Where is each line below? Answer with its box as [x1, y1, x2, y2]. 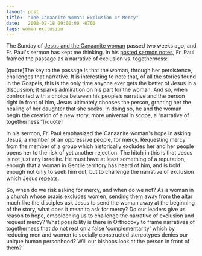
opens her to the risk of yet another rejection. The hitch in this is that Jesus [6, 149, 193, 156]
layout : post [6, 8, 39, 15]
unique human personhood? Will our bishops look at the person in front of [6, 238, 190, 245]
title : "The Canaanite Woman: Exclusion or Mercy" [6, 14, 139, 21]
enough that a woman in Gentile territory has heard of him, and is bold [6, 162, 181, 169]
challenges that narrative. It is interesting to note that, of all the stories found [6, 73, 197, 80]
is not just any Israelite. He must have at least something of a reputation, [6, 155, 186, 163]
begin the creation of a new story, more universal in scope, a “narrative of [6, 112, 189, 119]
